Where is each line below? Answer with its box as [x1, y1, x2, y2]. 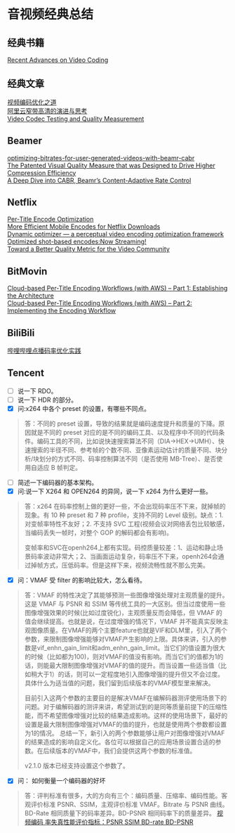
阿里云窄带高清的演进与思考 [7, 106, 88, 115]
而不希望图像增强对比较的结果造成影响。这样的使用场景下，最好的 [36, 711, 228, 720]
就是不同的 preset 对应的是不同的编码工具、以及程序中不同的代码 [30, 428, 219, 437]
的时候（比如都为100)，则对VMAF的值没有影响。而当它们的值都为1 [24, 652, 217, 661]
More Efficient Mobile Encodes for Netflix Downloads [7, 222, 161, 231]
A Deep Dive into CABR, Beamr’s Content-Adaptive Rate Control [7, 176, 192, 184]
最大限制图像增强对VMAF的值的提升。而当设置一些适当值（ [48, 661, 221, 670]
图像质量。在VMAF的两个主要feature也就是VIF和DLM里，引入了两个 [30, 626, 228, 635]
